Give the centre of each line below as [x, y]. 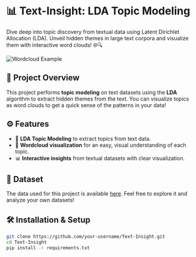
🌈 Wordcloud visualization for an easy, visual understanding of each [100, 145]
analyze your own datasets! [40, 200]
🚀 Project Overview [43, 78]
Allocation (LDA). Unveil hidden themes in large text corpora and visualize [97, 38]
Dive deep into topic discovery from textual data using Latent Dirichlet [93, 32]
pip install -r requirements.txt [48, 248]
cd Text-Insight [26, 243]
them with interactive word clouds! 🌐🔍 [54, 45]
